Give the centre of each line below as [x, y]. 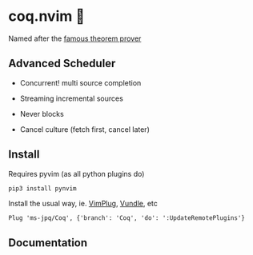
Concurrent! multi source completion [80, 82]
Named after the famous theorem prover [75, 38]
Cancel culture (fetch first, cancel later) [84, 129]
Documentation [48, 243]
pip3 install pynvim [43, 188]
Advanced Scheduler [62, 64]
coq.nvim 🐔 [47, 16]
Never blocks [42, 114]
